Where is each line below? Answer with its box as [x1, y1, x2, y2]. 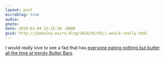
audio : [5, 17, 19, 22]
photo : [5, 21, 19, 27]
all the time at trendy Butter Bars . [5, 50, 74, 56]
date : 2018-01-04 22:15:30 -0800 [5, 26, 76, 31]
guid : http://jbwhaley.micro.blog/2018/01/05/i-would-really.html [5, 31, 148, 36]
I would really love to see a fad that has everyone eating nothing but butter [5, 45, 160, 50]
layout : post [5, 7, 33, 13]
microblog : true [5, 12, 39, 17]
